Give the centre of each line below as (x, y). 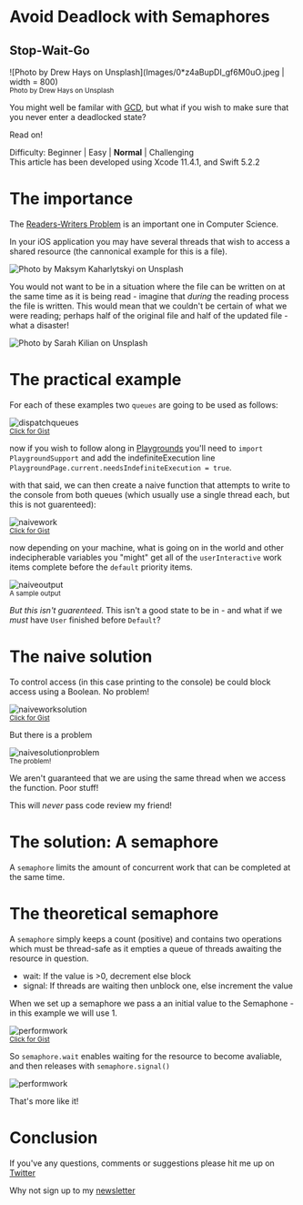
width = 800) (34, 82)
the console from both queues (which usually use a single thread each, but (150, 494)
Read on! (26, 135)
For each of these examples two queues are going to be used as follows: (144, 405)
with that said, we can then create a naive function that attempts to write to (150, 485)
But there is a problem (51, 734)
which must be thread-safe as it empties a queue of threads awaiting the (146, 948)
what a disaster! (40, 325)
